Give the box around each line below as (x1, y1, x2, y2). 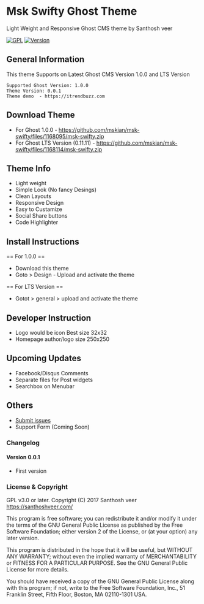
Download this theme (15, 265, 69, 272)
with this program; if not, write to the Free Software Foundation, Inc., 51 (6, 584, 185, 592)
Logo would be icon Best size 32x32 (15, 329, 107, 336)
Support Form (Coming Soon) (15, 423, 90, 430)
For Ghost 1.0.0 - (15, 126, 57, 133)
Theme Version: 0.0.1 (6, 88, 62, 94)
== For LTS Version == (6, 283, 64, 291)
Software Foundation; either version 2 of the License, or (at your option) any (6, 528, 198, 535)
